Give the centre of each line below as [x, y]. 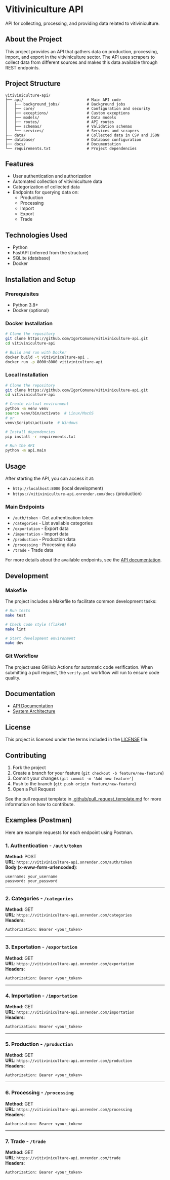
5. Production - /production [39, 1044]
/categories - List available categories [53, 523]
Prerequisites [22, 294]
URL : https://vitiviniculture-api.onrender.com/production [69, 1060]
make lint [16, 629]
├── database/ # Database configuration [73, 140]
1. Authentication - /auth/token [44, 846]
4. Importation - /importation [41, 996]
